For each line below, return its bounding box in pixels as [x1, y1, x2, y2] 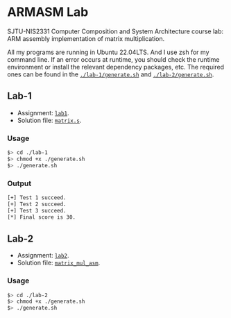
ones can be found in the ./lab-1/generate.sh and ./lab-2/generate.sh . [7, 70, 214, 78]
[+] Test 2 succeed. [7, 201, 67, 208]
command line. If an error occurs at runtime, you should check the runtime [7, 55, 220, 63]
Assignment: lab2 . [17, 251, 69, 260]
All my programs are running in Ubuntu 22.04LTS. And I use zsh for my [7, 48, 209, 56]
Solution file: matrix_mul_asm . [17, 258, 101, 267]
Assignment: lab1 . [17, 108, 69, 117]
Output [7, 178, 32, 188]
